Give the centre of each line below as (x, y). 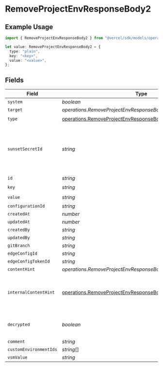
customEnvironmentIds (32, 350)
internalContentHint (31, 292)
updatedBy (19, 238)
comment (16, 342)
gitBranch (19, 246)
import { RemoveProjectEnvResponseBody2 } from (54, 38)
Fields (15, 80)
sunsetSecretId (25, 149)
